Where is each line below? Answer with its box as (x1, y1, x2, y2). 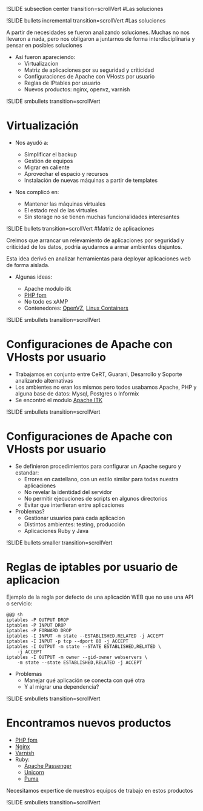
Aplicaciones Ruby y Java (24, 527, 89, 534)
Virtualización (6, 119, 79, 133)
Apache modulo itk (24, 285, 72, 292)
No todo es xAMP (24, 298, 68, 305)
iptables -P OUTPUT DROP (6, 617, 69, 623)
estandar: (15, 468, 39, 476)
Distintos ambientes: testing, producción (24, 520, 125, 528)
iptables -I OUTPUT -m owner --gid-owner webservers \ (6, 654, 148, 660)
